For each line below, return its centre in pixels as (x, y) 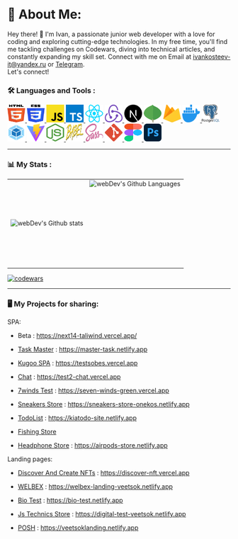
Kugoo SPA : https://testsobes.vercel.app (78, 363)
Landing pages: (30, 459)
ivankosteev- (212, 57)
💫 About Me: (45, 15)
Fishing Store (37, 432)
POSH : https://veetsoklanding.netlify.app (78, 528)
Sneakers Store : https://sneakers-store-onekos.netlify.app (103, 404)
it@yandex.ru (27, 64)
